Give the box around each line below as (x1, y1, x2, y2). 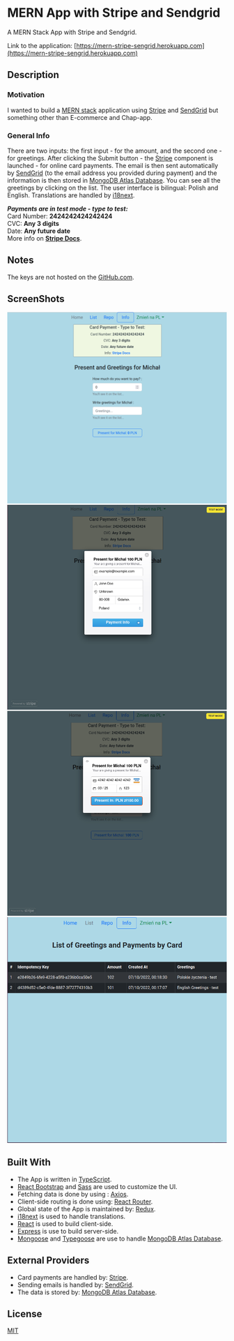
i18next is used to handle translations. (17, 1212, 126, 1220)
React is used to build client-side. (17, 1219, 114, 1228)
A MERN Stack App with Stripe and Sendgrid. (7, 28, 137, 36)
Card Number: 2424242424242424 (7, 211, 113, 220)
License (7, 1308, 42, 1320)
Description (7, 69, 59, 81)
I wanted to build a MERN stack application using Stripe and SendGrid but (7, 106, 219, 114)
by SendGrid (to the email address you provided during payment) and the (7, 169, 217, 177)
